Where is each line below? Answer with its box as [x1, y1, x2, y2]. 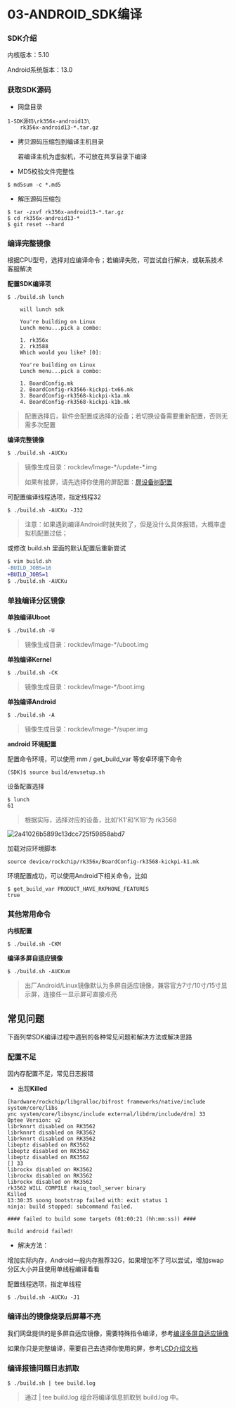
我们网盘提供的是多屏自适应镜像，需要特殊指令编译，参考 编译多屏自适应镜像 [7, 1329, 229, 1338]
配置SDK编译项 [7, 280, 51, 288]
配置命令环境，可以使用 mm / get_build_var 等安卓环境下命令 [7, 755, 183, 763]
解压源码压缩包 [17, 194, 61, 203]
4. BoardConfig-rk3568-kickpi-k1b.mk [20, 399, 131, 406]
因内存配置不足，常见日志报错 [7, 1069, 93, 1078]
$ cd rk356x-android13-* [7, 214, 80, 222]
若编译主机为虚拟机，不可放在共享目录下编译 [17, 152, 147, 161]
